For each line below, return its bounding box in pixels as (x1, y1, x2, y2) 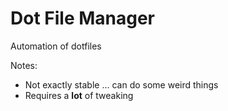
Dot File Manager (10, 7, 155, 30)
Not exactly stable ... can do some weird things (24, 78, 219, 91)
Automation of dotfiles (10, 40, 102, 52)
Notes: (10, 59, 38, 71)
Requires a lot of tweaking (24, 89, 134, 101)
